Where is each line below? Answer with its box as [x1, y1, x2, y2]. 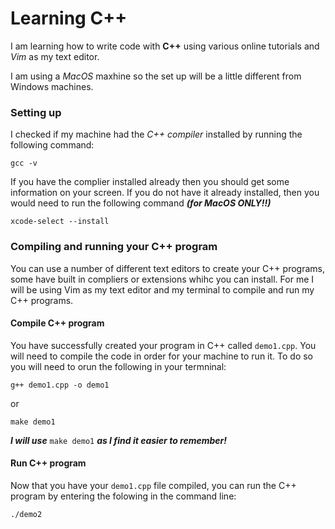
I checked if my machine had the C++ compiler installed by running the [10, 128, 303, 141]
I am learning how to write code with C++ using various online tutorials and [10, 40, 320, 52]
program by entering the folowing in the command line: [10, 490, 237, 502]
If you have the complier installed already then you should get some [10, 176, 290, 188]
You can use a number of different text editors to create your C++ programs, [10, 262, 325, 274]
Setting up [10, 105, 62, 119]
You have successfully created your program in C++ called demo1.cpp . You [10, 339, 317, 351]
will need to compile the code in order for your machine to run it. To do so [10, 350, 314, 362]
